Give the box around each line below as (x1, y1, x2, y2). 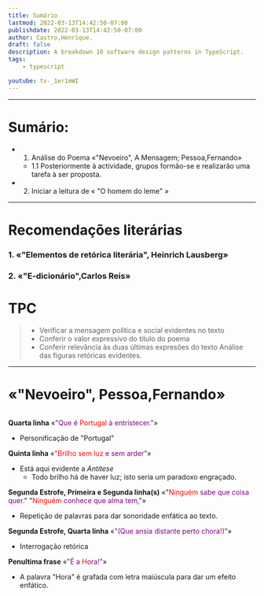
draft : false (8, 41, 51, 49)
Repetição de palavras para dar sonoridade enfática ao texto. (19, 511, 218, 520)
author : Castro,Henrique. (8, 33, 93, 42)
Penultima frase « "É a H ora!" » (8, 557, 108, 567)
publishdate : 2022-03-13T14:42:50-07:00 (8, 26, 143, 34)
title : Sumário (8, 11, 58, 20)
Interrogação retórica (19, 542, 89, 551)
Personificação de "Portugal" (19, 434, 115, 443)
